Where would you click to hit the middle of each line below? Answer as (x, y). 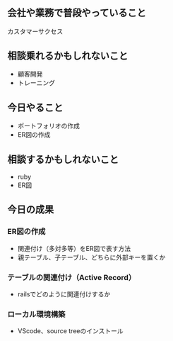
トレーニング (36, 83)
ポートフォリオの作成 (48, 126)
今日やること (35, 107)
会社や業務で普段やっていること (77, 13)
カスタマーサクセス (35, 31)
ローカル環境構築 (36, 314)
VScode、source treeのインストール (70, 331)
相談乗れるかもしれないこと (68, 56)
